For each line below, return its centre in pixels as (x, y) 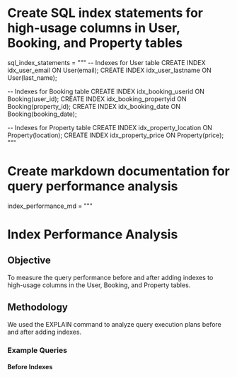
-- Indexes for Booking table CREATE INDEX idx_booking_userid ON (106, 91)
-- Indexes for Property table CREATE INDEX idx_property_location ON (110, 127)
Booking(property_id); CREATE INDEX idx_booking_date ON (94, 106)
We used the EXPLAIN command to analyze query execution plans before (114, 324)
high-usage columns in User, (94, 28)
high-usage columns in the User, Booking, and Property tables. (99, 285)
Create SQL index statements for (105, 13)
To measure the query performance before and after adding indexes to (110, 277)
